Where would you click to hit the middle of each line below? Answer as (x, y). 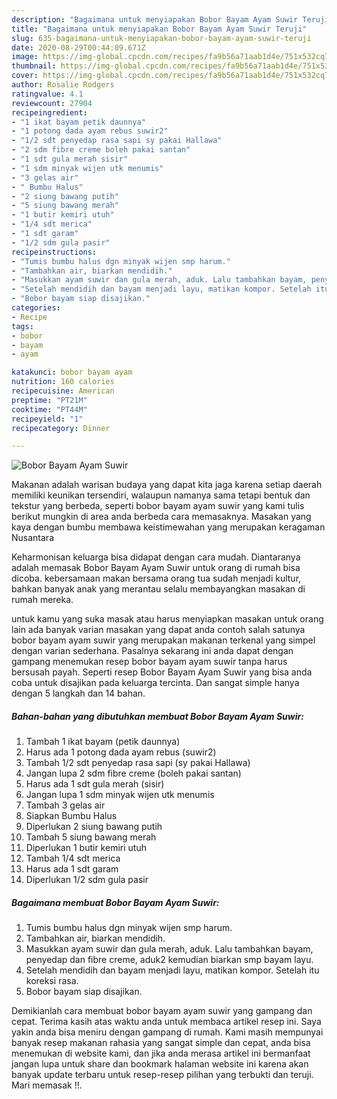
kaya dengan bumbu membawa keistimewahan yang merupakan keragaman (168, 527)
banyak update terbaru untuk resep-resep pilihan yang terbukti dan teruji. (162, 1075)
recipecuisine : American (63, 391)
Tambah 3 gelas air (65, 805)
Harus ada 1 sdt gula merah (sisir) (95, 784)
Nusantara (32, 538)
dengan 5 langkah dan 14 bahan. (78, 693)
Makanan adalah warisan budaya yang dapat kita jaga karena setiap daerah (167, 485)
